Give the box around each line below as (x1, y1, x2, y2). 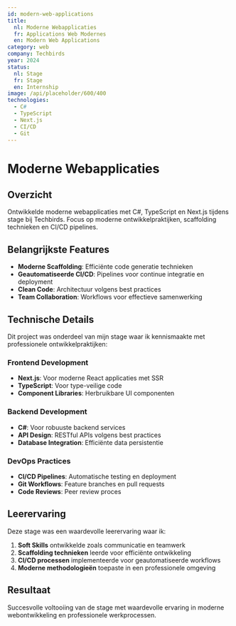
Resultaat (7, 584, 51, 596)
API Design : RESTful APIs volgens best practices (17, 431, 161, 439)
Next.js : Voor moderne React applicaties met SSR (17, 374, 164, 382)
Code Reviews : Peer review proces (17, 487, 122, 496)
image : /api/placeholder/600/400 (7, 90, 107, 97)
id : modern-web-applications (7, 10, 94, 18)
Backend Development (7, 407, 87, 417)
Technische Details (7, 313, 95, 325)
